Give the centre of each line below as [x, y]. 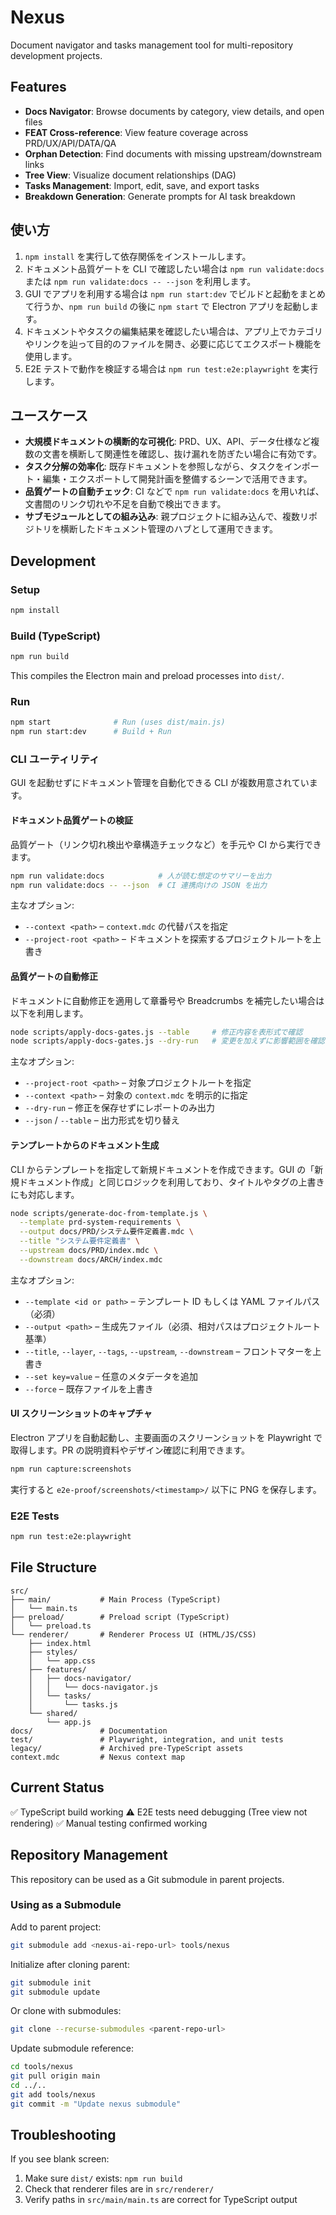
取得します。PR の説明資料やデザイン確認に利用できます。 [130, 1450]
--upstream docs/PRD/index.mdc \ [89, 1251]
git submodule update [55, 1992]
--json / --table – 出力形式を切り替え [102, 1120]
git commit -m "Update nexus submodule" [96, 2104]
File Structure [53, 1567]
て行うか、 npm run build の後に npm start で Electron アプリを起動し [167, 306]
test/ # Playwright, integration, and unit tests [147, 1739]
